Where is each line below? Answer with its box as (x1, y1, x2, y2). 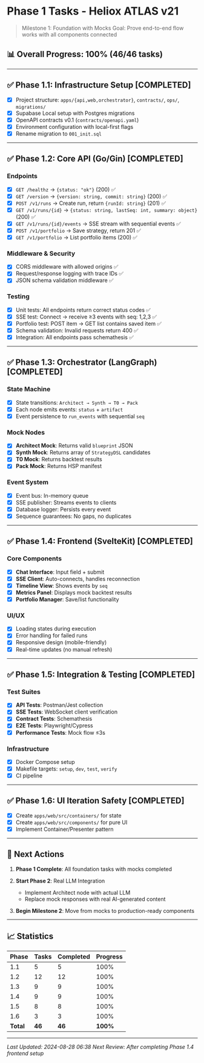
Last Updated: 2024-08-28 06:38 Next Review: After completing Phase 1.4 (7, 1043, 194, 1050)
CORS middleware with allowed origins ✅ (15, 263, 119, 270)
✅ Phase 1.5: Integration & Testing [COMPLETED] (7, 670, 196, 679)
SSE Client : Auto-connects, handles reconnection (15, 575, 140, 582)
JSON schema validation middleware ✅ (15, 277, 114, 284)
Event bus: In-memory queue (15, 492, 89, 499)
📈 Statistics (7, 931, 54, 941)
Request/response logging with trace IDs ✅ (15, 270, 123, 277)
